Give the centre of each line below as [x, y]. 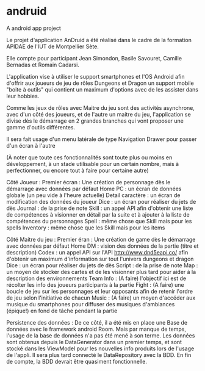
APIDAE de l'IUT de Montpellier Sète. [53, 46]
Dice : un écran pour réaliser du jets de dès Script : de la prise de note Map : [102, 265]
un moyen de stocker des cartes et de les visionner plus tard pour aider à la [101, 272]
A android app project [34, 28]
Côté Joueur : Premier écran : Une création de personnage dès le [88, 182]
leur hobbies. [23, 96]
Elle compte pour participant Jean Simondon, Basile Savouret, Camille [94, 58]
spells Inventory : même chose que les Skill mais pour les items [86, 228]
